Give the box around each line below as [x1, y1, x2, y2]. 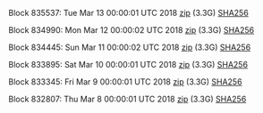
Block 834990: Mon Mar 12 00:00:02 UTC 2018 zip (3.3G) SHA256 [8, 25, 255, 35]
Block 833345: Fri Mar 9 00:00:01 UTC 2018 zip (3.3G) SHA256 [8, 77, 242, 87]
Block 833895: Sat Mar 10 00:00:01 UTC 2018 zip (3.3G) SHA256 [8, 60, 248, 69]
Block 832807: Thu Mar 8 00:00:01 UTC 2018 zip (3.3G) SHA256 [8, 93, 247, 104]
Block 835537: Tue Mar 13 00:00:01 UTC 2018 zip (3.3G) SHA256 [8, 8, 250, 18]
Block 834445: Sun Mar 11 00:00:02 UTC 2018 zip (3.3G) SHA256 [8, 42, 251, 52]
